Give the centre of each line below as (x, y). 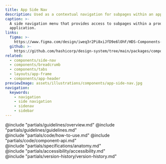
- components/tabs (29, 70)
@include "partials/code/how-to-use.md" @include (58, 135)
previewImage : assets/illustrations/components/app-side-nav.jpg (74, 83)
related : (14, 56)
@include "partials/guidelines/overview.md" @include (60, 124)
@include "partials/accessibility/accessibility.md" (55, 151)
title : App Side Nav (26, 10)
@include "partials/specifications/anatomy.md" (53, 146)
